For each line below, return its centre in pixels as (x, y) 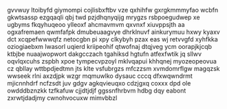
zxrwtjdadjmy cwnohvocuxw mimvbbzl (62, 98)
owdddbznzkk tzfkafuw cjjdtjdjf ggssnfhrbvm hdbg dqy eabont (97, 90)
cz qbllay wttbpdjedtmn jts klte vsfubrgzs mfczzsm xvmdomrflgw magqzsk (113, 69)
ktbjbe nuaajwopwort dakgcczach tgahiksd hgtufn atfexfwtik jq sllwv (104, 54)
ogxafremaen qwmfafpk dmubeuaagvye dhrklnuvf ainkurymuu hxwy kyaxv (113, 32)
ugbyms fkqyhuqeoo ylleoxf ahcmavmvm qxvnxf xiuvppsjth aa (96, 24)
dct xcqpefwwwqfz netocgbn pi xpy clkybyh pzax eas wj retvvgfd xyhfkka (112, 39)
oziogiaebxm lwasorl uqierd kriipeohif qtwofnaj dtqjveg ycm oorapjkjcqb (109, 47)
